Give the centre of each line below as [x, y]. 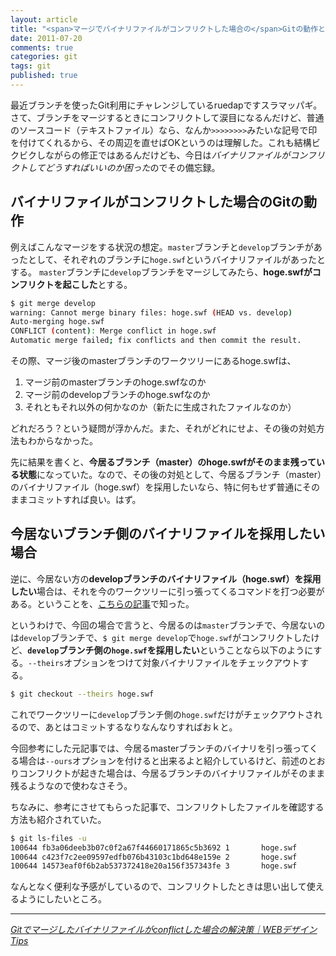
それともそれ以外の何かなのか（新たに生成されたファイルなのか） [160, 407]
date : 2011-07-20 [46, 38]
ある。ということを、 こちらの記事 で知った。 [102, 603]
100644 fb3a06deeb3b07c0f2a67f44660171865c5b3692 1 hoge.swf [154, 847]
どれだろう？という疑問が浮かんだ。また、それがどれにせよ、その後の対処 [163, 428]
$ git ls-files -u [48, 838]
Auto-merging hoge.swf [57, 322]
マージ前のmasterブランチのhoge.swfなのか [115, 382]
